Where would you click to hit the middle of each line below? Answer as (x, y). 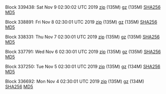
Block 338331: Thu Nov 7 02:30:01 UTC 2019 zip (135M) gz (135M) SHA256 (83, 37)
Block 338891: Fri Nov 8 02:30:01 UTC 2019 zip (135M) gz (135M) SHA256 (81, 22)
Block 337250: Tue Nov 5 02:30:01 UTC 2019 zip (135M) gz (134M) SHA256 (83, 67)
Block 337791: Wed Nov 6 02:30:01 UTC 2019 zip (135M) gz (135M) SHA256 (83, 52)
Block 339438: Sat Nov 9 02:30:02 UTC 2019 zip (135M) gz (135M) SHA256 (83, 7)
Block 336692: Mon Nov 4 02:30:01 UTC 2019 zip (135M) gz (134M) (75, 81)
